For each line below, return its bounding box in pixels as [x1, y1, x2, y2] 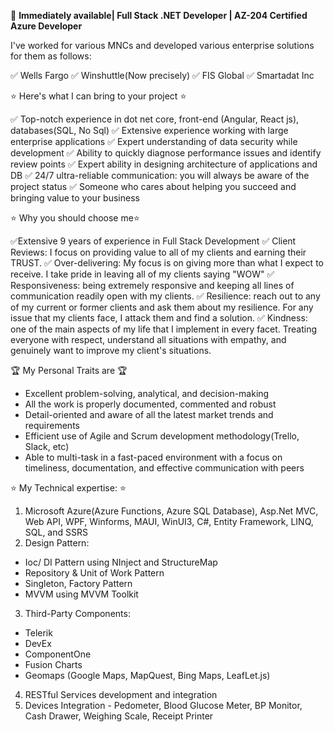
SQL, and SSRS [24, 526, 88, 538]
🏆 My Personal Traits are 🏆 [10, 365, 128, 376]
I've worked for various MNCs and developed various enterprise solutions [10, 40, 315, 51]
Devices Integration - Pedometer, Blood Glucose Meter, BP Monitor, [24, 700, 303, 711]
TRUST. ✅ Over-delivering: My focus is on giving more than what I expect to [10, 257, 324, 269]
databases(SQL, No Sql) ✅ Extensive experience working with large [10, 125, 289, 136]
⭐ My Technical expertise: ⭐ [10, 482, 127, 494]
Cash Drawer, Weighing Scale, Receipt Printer [24, 710, 214, 722]
